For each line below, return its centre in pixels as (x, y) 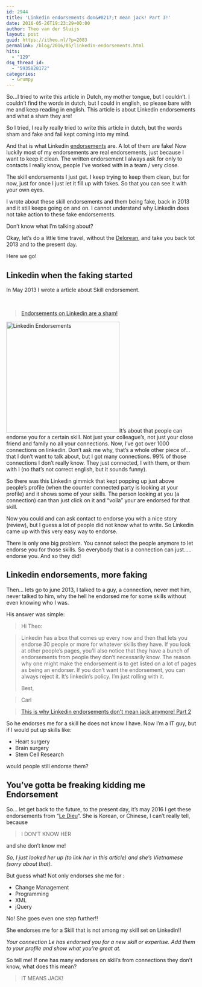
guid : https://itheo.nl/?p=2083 (47, 40)
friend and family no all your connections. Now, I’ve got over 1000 (88, 444)
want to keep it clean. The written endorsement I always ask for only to (94, 159)
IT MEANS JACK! (42, 978)
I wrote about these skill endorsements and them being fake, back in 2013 (98, 202)
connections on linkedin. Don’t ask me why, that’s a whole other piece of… (98, 450)
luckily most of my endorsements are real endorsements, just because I (95, 153)
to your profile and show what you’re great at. (64, 948)
